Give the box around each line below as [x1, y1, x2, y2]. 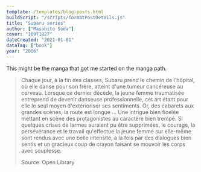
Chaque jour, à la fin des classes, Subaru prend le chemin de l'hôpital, [21, 76, 195, 83]
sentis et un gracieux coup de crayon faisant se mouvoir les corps [21, 140, 186, 148]
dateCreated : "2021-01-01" [6, 37, 74, 43]
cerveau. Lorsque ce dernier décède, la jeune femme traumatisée [21, 89, 185, 97]
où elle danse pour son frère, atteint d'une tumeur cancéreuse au [21, 83, 183, 90]
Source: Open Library [21, 158, 75, 166]
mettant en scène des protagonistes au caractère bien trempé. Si [21, 115, 183, 122]
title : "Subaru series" [6, 20, 66, 26]
